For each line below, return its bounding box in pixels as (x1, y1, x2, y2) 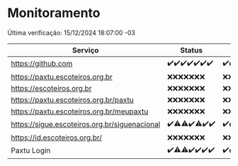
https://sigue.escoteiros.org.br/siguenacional (11, 119, 161, 129)
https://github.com (11, 59, 73, 69)
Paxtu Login (11, 145, 51, 155)
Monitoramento (7, 5, 101, 21)
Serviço (72, 45, 99, 55)
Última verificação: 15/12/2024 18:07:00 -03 (7, 28, 136, 37)
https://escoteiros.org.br (11, 83, 92, 93)
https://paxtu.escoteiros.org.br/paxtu (11, 94, 135, 104)
